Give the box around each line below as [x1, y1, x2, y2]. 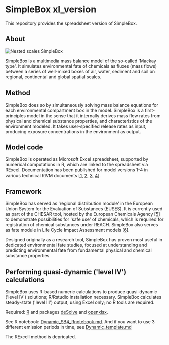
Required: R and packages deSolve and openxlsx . [5, 309, 108, 315]
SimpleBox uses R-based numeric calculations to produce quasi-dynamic [5, 289, 157, 295]
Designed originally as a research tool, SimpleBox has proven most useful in [5, 237, 162, 243]
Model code [5, 143, 43, 151]
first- [145, 107, 155, 113]
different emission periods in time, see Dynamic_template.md [5, 324, 132, 330]
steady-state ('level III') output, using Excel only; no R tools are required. [5, 299, 155, 305]
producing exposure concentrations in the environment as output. [5, 128, 141, 134]
